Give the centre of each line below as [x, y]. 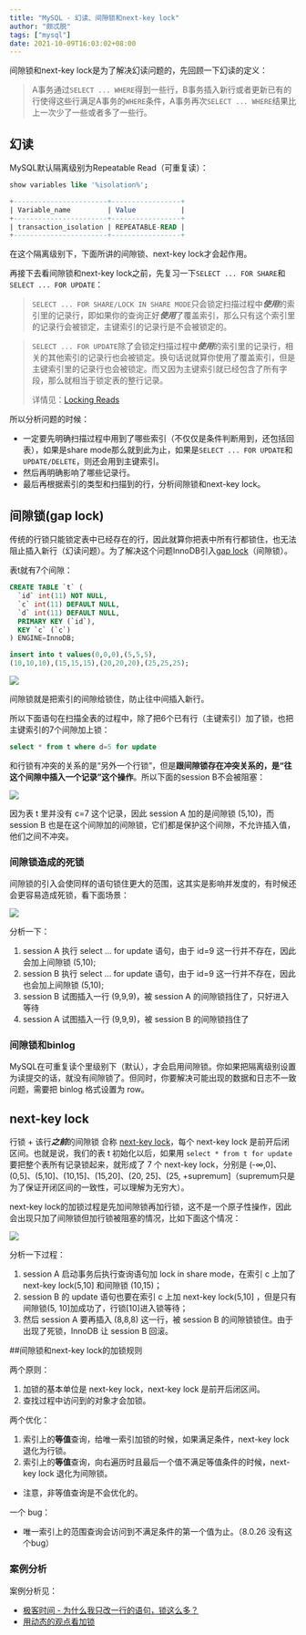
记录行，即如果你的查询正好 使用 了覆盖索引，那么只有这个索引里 [176, 316]
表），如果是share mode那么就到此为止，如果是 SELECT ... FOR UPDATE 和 [158, 450]
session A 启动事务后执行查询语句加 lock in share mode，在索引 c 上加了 [159, 1274]
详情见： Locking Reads [76, 400]
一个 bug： [30, 1512]
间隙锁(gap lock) [57, 516]
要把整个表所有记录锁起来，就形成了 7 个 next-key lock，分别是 [128, 1164]
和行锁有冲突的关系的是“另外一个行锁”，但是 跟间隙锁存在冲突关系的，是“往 [151, 765]
